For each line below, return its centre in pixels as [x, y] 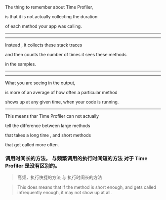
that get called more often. [32, 145]
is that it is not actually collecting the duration [51, 17]
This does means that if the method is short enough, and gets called [87, 187]
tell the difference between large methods [48, 126]
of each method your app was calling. [44, 26]
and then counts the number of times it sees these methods [66, 54]
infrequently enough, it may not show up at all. [64, 193]
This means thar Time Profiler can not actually [52, 116]
